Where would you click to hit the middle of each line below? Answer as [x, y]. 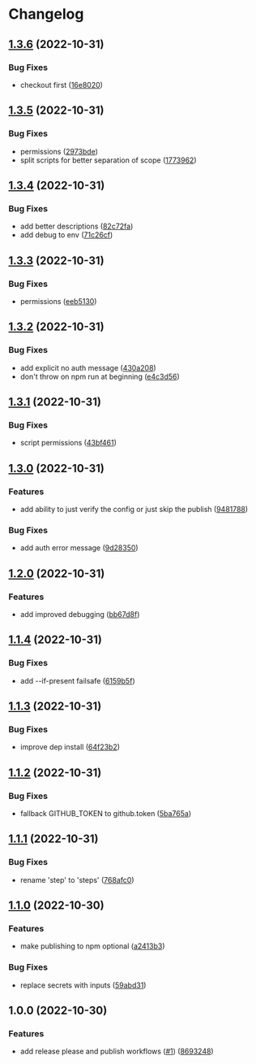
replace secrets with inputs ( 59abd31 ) [83, 985]
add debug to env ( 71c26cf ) [66, 235]
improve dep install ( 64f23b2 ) [70, 747]
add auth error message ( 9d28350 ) [79, 548]
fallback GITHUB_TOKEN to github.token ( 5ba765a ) [106, 814]
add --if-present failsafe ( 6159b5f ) [77, 680]
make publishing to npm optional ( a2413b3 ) [92, 946]
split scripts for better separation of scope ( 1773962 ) [108, 160]
